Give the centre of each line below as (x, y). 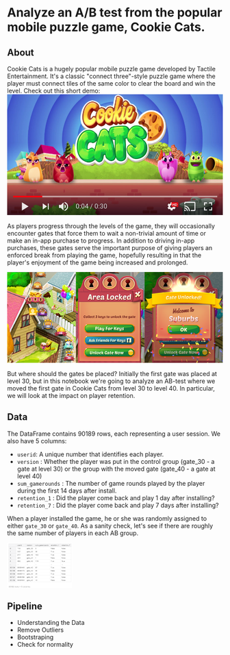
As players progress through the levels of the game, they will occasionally (111, 226)
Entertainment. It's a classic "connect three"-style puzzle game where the (111, 76)
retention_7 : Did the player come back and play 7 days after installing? (118, 505)
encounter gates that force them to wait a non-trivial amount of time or (107, 234)
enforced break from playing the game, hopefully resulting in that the (104, 256)
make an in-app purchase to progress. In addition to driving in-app (101, 240)
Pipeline (25, 606)
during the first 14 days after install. (67, 491)
